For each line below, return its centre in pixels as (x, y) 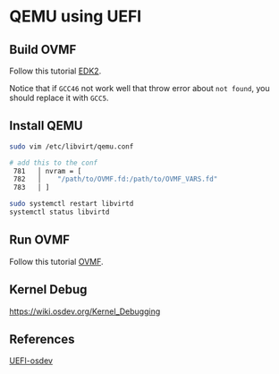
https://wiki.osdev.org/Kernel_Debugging (85, 311)
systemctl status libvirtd (59, 212)
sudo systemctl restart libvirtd (72, 204)
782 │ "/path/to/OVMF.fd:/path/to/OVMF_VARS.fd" (115, 179)
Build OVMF (43, 50)
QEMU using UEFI (76, 17)
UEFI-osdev (31, 361)
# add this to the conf (54, 163)
